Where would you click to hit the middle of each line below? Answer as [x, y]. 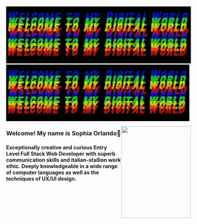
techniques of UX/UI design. [41, 178]
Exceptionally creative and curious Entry [57, 147]
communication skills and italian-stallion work [64, 160]
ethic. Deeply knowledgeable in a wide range [62, 166]
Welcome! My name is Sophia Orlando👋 [64, 133]
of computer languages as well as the [53, 172]
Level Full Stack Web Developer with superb [61, 153]
